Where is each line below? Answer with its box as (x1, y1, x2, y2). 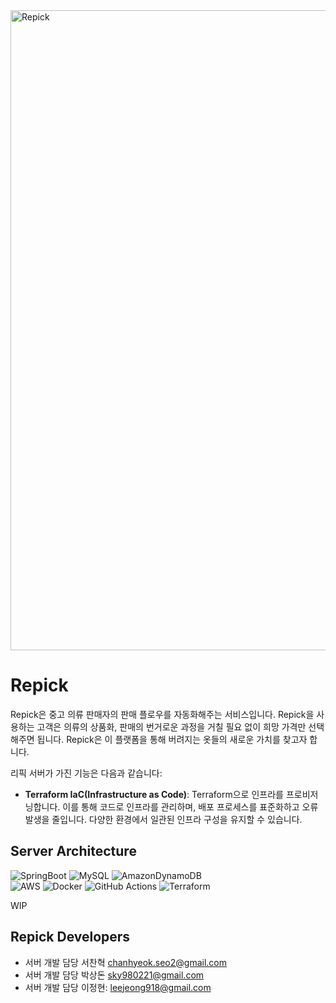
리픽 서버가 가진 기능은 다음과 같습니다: (10, 767, 163, 779)
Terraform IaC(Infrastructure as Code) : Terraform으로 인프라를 (24, 788, 284, 800)
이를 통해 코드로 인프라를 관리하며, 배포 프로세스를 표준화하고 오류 (62, 800, 319, 813)
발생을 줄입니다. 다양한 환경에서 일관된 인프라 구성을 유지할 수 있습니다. (24, 813, 303, 825)
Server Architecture (10, 843, 137, 860)
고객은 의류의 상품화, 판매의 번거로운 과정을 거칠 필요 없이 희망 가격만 (36, 720, 307, 733)
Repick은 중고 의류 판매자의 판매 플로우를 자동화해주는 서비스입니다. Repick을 (10, 708, 315, 720)
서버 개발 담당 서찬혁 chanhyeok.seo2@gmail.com (24, 956, 228, 968)
